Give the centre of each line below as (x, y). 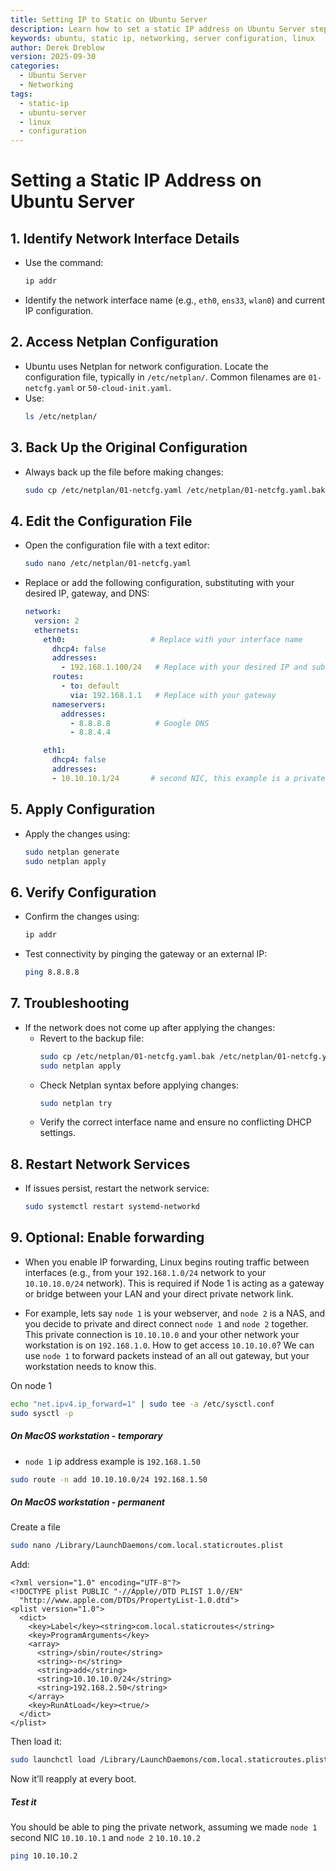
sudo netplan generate (72, 852)
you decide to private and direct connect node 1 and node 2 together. (166, 1323)
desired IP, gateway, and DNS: (87, 593)
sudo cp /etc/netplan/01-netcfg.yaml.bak (127, 1056)
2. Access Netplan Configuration (114, 342)
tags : (21, 94)
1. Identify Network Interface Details (125, 238)
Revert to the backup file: (91, 1038)
